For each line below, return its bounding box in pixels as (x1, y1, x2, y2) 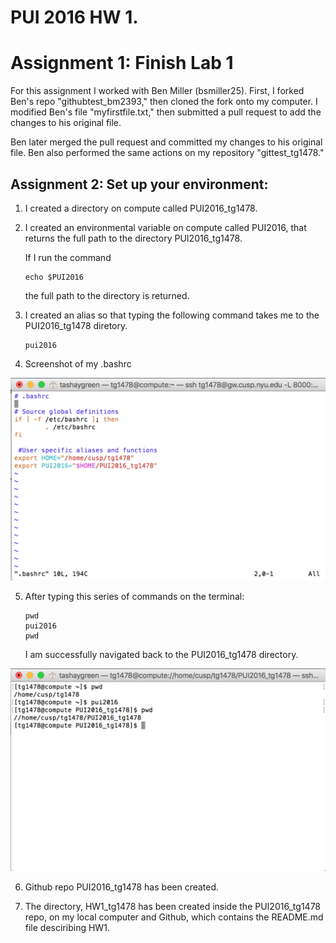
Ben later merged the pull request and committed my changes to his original (10, 136, 323, 148)
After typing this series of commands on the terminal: (24, 591, 245, 603)
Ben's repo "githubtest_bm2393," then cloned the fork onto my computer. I (10, 96, 318, 108)
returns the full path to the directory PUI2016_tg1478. (24, 232, 243, 244)
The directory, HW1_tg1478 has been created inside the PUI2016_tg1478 (24, 901, 322, 913)
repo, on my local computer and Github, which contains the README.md (24, 911, 324, 923)
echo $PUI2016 (24, 272, 84, 282)
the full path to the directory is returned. (24, 289, 190, 301)
